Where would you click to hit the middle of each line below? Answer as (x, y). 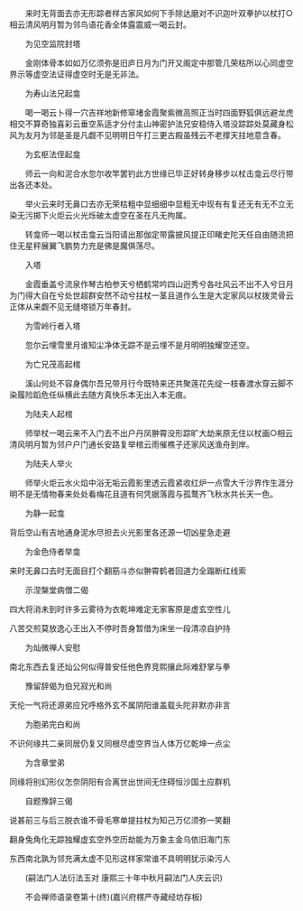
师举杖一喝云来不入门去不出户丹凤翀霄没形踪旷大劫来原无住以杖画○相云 (159, 433)
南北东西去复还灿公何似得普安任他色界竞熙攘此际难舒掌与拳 (120, 667)
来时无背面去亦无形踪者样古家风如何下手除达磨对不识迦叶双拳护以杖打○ (159, 13)
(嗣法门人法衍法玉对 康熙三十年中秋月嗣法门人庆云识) (124, 878)
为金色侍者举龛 (53, 552)
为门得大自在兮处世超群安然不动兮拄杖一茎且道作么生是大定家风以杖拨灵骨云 (151, 295)
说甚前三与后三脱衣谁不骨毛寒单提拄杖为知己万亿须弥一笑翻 (120, 820)
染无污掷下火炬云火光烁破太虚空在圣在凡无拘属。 (100, 215)
